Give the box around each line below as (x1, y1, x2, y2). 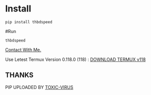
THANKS (5, 71, 34, 79)
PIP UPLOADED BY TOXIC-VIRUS (5, 84, 73, 90)
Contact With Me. (5, 46, 41, 52)
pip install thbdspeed (5, 19, 52, 24)
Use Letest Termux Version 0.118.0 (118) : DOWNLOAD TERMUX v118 (5, 56, 146, 62)
